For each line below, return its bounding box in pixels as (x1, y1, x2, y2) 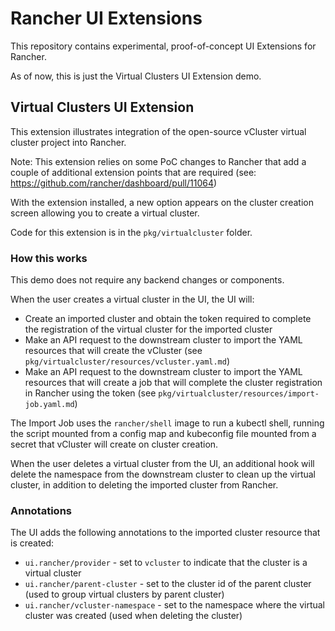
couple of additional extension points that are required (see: (10, 166, 257, 178)
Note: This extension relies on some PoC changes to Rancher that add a (10, 155, 307, 167)
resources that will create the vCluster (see (24, 345, 203, 357)
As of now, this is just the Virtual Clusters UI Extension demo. (10, 70, 262, 82)
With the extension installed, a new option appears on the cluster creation (10, 196, 314, 208)
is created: (10, 537, 55, 549)
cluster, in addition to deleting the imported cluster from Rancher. (10, 479, 279, 491)
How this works (10, 251, 88, 265)
